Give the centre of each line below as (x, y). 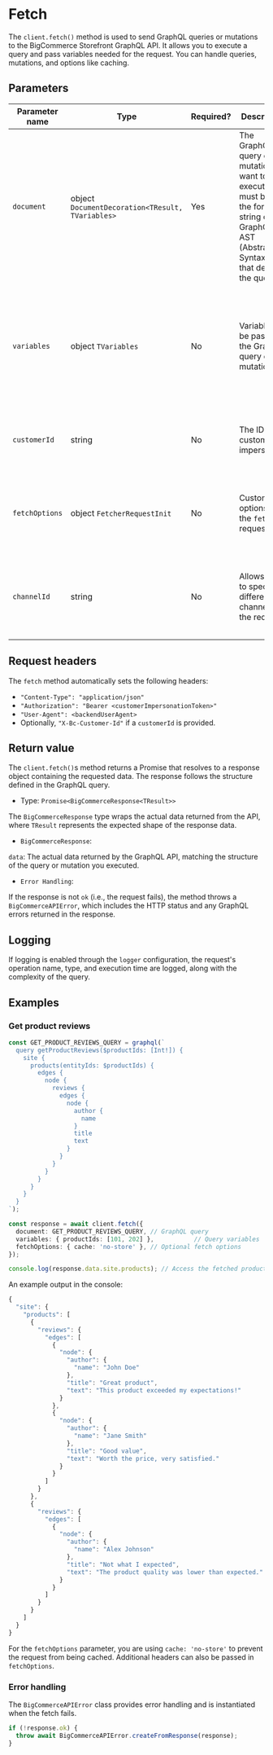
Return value (41, 748)
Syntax (252, 257)
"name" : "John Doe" (106, 1368)
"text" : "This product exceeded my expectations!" (154, 1390)
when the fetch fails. (43, 1713)
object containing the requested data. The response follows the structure (131, 776)
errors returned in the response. (62, 914)
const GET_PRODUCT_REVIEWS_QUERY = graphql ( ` (87, 1042)
